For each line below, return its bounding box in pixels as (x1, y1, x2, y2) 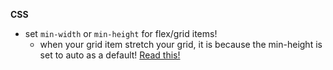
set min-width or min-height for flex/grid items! (24, 28, 218, 39)
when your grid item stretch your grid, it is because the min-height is (39, 39, 323, 50)
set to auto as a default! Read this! (39, 49, 181, 61)
